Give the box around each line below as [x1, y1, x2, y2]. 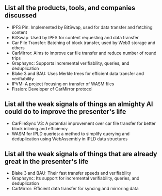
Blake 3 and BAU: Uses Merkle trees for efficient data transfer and [11, 70, 144, 76]
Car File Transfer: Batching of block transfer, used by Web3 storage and [11, 40, 156, 45]
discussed [4, 12, 37, 20]
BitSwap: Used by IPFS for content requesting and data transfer [11, 34, 139, 40]
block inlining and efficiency [11, 125, 68, 131]
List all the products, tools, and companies [4, 4, 135, 12]
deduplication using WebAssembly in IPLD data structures [11, 136, 128, 142]
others [11, 45, 25, 50]
